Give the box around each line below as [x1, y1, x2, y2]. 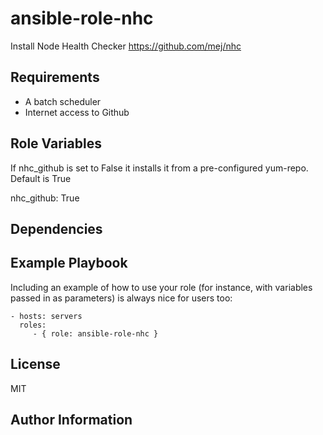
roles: [19, 320, 47, 330]
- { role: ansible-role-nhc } [32, 328, 159, 339]
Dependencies [10, 220, 103, 237]
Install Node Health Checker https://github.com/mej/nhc [10, 40, 242, 52]
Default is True [10, 172, 72, 184]
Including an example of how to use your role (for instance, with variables [10, 281, 313, 293]
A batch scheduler [24, 95, 102, 107]
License [10, 356, 61, 373]
